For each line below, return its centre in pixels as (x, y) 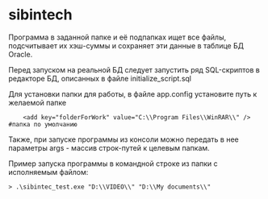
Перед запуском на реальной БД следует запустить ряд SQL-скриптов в (134, 69)
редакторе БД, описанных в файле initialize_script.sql (100, 78)
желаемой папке (38, 102)
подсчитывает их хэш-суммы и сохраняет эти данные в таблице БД (126, 45)
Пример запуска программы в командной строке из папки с (113, 164)
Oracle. (21, 54)
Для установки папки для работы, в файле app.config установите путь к (133, 93)
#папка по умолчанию (43, 124)
